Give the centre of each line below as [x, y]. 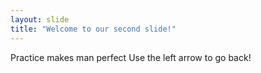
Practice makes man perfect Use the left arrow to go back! [131, 57]
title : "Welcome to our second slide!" [93, 29]
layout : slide [40, 19]
